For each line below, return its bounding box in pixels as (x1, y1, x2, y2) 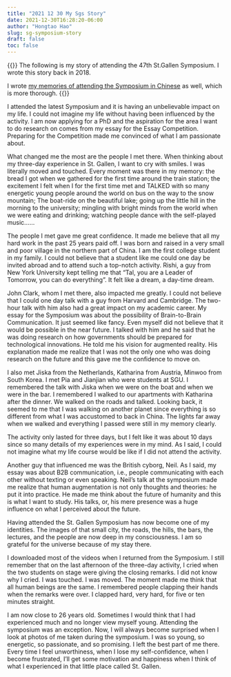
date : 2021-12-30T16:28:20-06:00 (7, 17, 103, 23)
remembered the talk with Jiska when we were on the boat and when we (7, 383, 214, 391)
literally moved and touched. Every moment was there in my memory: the (7, 167, 215, 175)
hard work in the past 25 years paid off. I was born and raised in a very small (7, 239, 225, 247)
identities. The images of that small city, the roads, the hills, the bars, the (7, 525, 214, 534)
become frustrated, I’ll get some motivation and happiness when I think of (7, 655, 217, 663)
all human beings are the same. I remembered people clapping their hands (7, 583, 219, 591)
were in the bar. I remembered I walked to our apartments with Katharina (7, 390, 213, 398)
